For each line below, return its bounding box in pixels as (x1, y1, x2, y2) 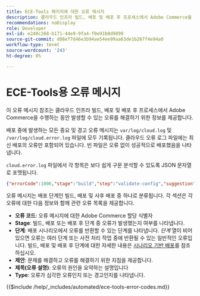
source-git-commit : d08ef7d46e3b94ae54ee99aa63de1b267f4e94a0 (6, 36, 164, 42)
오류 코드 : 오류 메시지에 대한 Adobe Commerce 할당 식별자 (14, 212, 153, 219)
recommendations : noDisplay (6, 20, 76, 26)
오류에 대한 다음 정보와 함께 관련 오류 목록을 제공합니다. (6, 200, 135, 207)
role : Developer (6, 25, 46, 32)
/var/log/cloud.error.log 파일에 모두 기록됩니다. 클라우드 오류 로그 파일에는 (6, 134, 187, 141)
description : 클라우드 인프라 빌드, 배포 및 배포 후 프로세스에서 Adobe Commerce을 (6, 14, 192, 20)
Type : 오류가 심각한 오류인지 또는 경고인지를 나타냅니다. (14, 272, 145, 279)
